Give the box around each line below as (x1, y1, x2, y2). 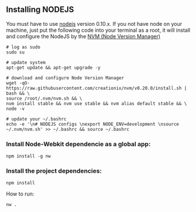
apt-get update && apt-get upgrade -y (6, 65, 101, 70)
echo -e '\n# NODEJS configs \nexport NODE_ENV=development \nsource (6, 121, 180, 127)
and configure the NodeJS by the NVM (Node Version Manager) (6, 32, 161, 40)
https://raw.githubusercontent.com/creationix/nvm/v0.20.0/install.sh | (6, 85, 187, 91)
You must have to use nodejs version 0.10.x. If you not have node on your (6, 20, 183, 27)
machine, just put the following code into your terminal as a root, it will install (6, 26, 191, 33)
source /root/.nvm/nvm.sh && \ (6, 95, 82, 102)
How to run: (6, 190, 35, 197)
